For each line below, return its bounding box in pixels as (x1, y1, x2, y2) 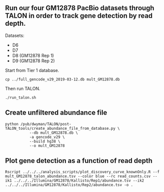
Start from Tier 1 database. (5, 67, 59, 73)
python (5, 121, 19, 126)
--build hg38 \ (29, 139, 61, 144)
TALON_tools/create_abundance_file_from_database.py (5, 126, 116, 131)
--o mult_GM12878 (29, 143, 65, 148)
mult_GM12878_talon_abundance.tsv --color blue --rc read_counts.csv (5, 174, 151, 179)
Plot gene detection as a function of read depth (5, 156, 153, 165)
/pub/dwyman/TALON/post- (20, 121, 71, 126)
